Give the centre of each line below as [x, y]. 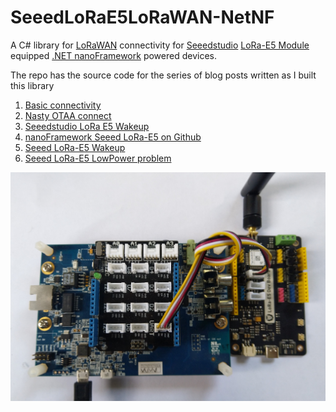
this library [32, 85]
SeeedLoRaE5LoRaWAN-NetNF [142, 17]
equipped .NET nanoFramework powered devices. [113, 55]
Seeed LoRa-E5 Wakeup [75, 147]
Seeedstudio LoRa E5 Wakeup [87, 126]
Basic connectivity [63, 105]
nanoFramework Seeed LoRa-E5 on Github [113, 137]
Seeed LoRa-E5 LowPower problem [98, 158]
